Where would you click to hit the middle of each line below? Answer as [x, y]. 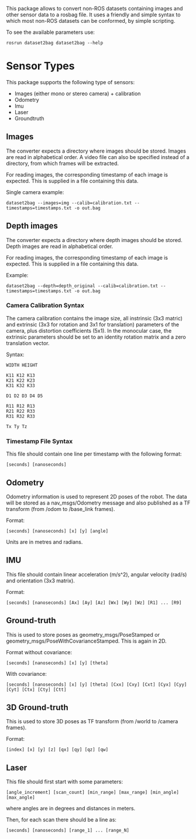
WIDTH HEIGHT [22, 365]
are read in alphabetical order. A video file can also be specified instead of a [98, 157]
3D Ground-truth [37, 707]
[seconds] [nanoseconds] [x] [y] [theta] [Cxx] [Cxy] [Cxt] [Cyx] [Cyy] [97, 684]
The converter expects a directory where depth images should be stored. [94, 240]
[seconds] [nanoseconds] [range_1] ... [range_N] [68, 831]
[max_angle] [20, 797]
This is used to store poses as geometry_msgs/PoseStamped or [83, 634]
